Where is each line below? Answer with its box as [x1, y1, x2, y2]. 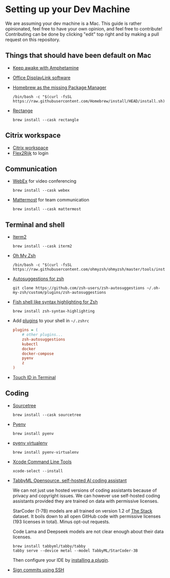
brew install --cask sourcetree [12, 412, 81, 417]
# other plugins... [22, 332, 63, 337]
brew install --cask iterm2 [12, 244, 72, 249]
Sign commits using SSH [12, 567, 64, 573]
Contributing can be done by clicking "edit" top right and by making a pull [5, 31, 159, 37]
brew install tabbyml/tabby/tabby [12, 543, 86, 549]
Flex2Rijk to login [12, 150, 49, 156]
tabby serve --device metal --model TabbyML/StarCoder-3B [12, 548, 138, 553]
